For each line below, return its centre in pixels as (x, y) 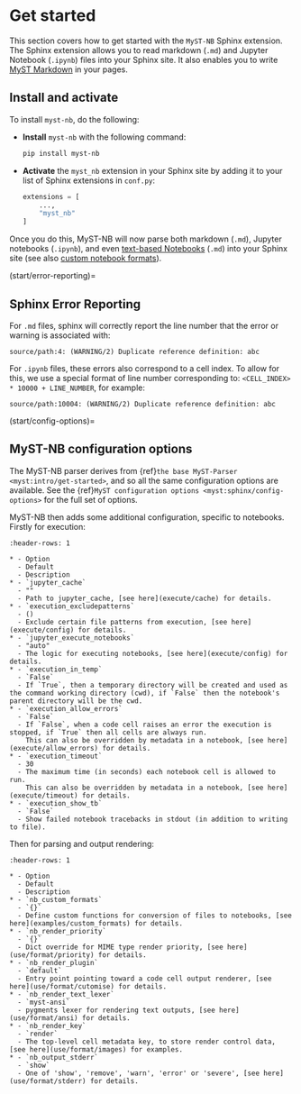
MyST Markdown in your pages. (69, 69)
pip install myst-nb (61, 153)
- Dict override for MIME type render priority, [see (120, 947)
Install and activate (64, 98)
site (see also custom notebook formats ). (86, 259)
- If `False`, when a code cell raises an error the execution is (145, 725)
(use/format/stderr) (48, 1081)
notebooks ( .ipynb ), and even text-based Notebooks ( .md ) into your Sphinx (149, 249)
